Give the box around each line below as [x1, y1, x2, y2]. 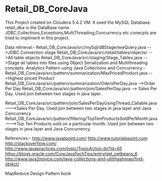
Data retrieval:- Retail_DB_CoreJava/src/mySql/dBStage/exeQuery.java [5, 44, 146, 50]
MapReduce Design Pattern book [5, 170, 71, 176]
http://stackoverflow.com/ [5, 140, 57, 146]
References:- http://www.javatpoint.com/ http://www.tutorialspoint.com [5, 135, 148, 141]
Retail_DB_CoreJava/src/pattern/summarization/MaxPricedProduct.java [5, 70, 148, 76]
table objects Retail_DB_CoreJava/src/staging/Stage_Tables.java [14, 54, 143, 60]
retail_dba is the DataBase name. [5, 24, 71, 30]
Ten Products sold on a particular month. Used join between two [25, 120, 154, 127]
